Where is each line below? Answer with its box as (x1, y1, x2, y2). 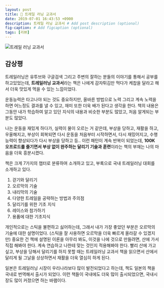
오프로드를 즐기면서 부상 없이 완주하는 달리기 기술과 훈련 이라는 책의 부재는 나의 (5, 143, 154, 150)
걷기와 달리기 (12, 177, 38, 183)
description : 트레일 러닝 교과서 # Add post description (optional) (5, 21, 140, 26)
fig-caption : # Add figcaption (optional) (5, 26, 93, 30)
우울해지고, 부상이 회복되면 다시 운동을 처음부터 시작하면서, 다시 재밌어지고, (5, 131, 149, 137)
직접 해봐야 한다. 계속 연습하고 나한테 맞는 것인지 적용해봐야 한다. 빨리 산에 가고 (5, 242, 157, 248)
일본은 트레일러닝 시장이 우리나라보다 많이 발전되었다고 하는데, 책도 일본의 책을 (5, 265, 156, 271)
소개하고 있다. (5, 166, 32, 172)
